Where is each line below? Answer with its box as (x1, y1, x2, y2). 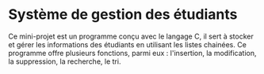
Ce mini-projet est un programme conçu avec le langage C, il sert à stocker (8, 31, 254, 41)
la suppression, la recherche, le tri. (8, 57, 121, 66)
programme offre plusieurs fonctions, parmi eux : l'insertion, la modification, (8, 48, 257, 57)
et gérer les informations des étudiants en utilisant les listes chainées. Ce (8, 39, 247, 49)
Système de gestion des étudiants (8, 6, 238, 24)
